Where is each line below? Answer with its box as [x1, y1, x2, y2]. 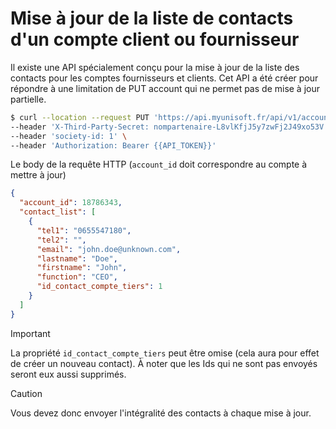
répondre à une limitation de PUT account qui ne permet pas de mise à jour [10, 82, 321, 94]
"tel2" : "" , [36, 235, 87, 245]
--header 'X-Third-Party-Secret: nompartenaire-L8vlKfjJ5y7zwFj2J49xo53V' [10, 122, 329, 132]
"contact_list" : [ [19, 207, 97, 217]
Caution [10, 387, 43, 399]
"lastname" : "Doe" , [36, 253, 118, 264]
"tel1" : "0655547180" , [36, 225, 132, 236]
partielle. [10, 93, 47, 105]
